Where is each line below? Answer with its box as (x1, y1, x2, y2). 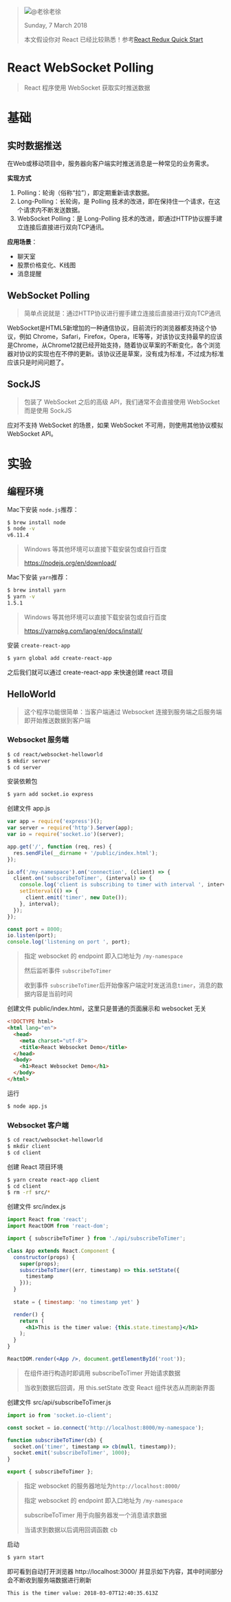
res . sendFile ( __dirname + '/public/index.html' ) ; (13, 849, 158, 857)
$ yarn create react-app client (7, 1176, 100, 1183)
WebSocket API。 (7, 429, 57, 437)
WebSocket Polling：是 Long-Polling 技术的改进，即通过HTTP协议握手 (16, 214, 217, 222)
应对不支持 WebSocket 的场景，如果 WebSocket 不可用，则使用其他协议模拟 (7, 421, 223, 429)
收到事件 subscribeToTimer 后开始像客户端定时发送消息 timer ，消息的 (23, 981, 218, 990)
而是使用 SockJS (23, 406, 72, 415)
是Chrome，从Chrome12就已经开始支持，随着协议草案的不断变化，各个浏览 (7, 341, 221, 349)
